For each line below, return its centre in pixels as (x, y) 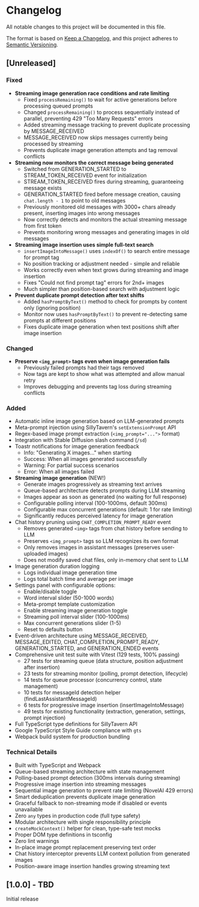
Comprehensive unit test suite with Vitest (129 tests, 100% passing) (97, 655)
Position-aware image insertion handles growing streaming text (92, 866)
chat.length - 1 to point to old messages (75, 200)
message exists (43, 188)
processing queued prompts (58, 106)
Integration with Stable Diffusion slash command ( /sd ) (81, 440)
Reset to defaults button (53, 630)
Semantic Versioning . (32, 45)
